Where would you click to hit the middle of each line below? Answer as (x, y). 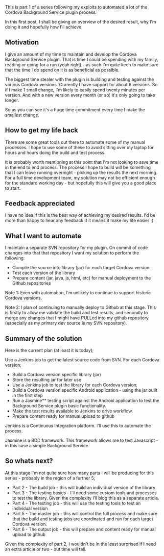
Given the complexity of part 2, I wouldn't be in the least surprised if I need (81, 544)
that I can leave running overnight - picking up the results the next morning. (81, 172)
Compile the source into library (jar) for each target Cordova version (81, 268)
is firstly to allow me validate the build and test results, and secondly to (77, 313)
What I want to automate (43, 236)
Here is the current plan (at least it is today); (49, 351)
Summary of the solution (44, 339)
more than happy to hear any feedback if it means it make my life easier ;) (79, 221)
